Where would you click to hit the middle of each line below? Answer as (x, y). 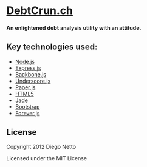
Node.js (25, 61)
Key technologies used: (52, 47)
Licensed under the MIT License (46, 158)
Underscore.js (33, 81)
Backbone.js (31, 74)
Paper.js (25, 87)
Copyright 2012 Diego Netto (41, 147)
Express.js (28, 68)
